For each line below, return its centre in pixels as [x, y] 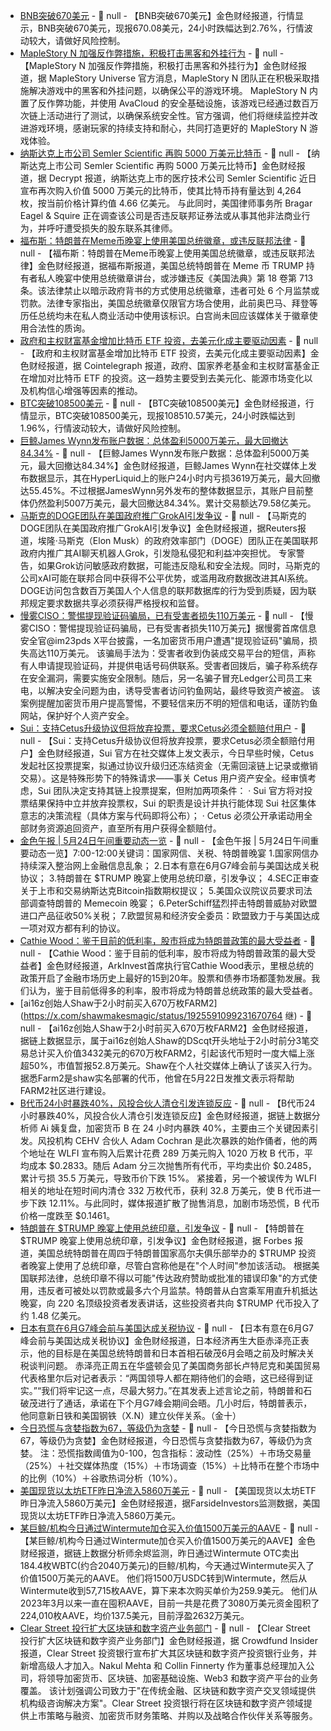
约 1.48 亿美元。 [53, 1315]
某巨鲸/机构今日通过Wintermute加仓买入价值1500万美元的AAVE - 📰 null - [169, 1528]
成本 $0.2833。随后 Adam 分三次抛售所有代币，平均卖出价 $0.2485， [172, 1165]
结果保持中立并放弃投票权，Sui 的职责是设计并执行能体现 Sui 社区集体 [172, 803]
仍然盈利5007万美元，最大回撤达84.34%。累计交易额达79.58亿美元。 [172, 503]
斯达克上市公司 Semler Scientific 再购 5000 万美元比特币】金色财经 [158, 165]
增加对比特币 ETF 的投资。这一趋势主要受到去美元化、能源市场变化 [166, 378]
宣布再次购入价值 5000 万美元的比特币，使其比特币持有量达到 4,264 [160, 190]
